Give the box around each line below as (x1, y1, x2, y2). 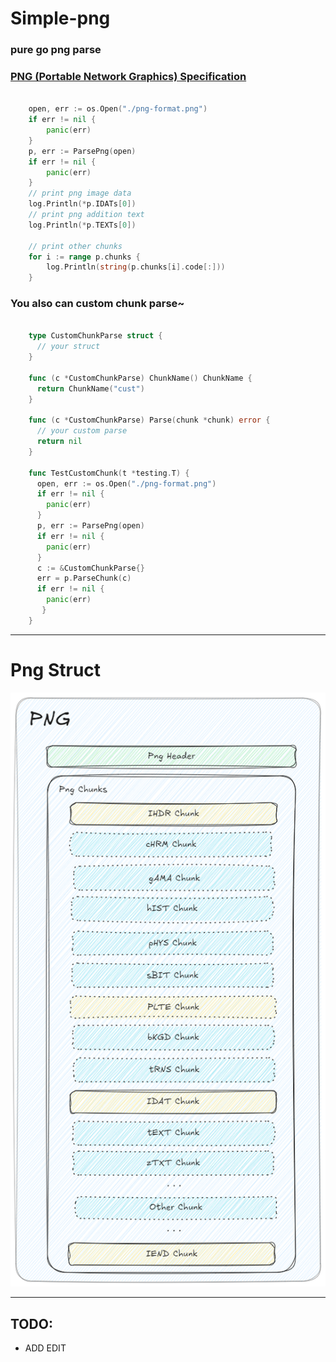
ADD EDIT (24, 1342, 67, 1354)
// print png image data (28, 188, 132, 199)
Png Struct (10, 659, 102, 682)
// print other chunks (28, 241, 123, 251)
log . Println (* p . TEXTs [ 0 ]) (28, 220, 137, 230)
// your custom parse (36, 426, 128, 436)
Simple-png (10, 7, 111, 30)
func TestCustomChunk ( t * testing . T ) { (28, 468, 190, 478)
